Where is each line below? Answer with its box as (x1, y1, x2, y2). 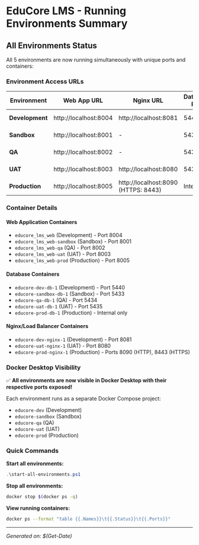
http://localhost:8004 (53, 114, 113, 122)
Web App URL (63, 96, 104, 105)
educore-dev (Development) (14, 407, 82, 414)
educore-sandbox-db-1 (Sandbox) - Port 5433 (14, 290, 125, 297)
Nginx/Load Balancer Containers (6, 323, 89, 330)
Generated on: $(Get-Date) (6, 533, 72, 540)
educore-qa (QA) (14, 419, 54, 426)
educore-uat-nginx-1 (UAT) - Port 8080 (14, 342, 111, 349)
